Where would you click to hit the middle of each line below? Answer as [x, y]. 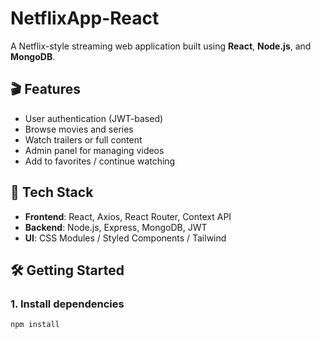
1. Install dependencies [67, 304]
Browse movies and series [79, 129]
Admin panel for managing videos [94, 150]
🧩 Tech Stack [52, 192]
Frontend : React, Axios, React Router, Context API [128, 216]
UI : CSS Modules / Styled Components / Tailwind [125, 238]
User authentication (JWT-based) [94, 118]
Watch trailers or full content [83, 139]
